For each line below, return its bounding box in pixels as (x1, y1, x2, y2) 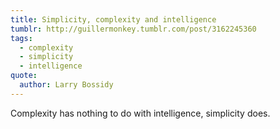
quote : (10, 71, 38, 81)
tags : (10, 33, 33, 43)
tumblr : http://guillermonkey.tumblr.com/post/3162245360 (10, 24, 257, 34)
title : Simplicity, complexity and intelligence (10, 14, 217, 25)
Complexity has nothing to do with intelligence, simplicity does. (10, 107, 271, 119)
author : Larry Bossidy (19, 80, 114, 90)
